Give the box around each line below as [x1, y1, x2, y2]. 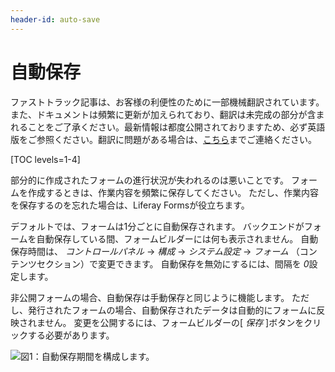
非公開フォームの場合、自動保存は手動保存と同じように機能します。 [10, 291, 290, 303]
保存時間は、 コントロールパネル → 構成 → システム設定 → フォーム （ [10, 245, 300, 257]
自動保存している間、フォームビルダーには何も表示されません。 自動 [36, 232, 319, 245]
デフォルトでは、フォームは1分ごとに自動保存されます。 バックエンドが [10, 220, 305, 232]
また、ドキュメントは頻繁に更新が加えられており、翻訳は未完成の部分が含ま [10, 108, 325, 120]
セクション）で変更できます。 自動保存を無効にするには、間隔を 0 [36, 257, 310, 270]
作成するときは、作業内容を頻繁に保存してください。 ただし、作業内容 [27, 186, 320, 198]
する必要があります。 [27, 329, 115, 341]
